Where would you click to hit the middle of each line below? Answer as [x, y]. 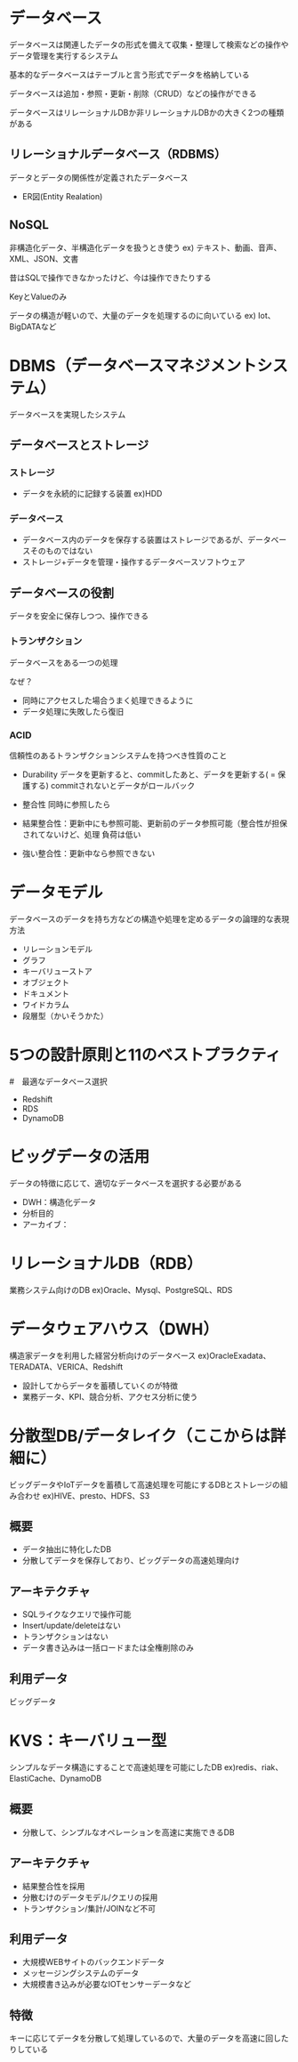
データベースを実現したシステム [68, 414]
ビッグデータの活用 [80, 1156]
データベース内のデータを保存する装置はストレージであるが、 [135, 540]
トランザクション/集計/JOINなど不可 [89, 1908]
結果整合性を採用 [53, 1886]
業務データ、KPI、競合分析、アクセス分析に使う [110, 1396]
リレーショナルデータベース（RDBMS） [118, 154]
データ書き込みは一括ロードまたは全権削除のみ [108, 1648]
